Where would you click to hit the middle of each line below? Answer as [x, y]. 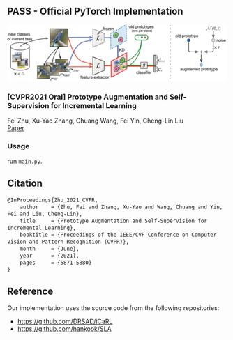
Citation [25, 183]
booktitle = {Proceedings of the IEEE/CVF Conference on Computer [118, 235]
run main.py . [25, 161]
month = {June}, [50, 249]
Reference [30, 291]
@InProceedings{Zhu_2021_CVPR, [53, 200]
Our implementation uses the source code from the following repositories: [113, 308]
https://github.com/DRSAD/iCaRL [65, 321]
